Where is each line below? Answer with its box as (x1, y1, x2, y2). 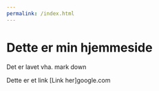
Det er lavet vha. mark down (6, 63, 87, 71)
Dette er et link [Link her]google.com (6, 76, 111, 84)
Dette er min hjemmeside (6, 39, 153, 55)
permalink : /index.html (6, 10, 75, 17)
